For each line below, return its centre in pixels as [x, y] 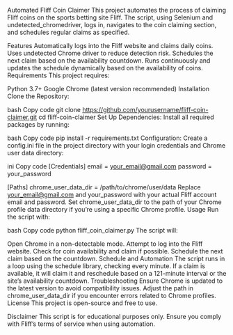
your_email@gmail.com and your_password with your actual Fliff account [112, 195]
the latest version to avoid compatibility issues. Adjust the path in [100, 288]
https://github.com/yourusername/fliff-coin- [145, 110]
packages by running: [38, 124]
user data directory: [35, 153]
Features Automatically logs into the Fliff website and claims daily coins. [110, 46]
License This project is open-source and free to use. [82, 303]
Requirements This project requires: [58, 75]
